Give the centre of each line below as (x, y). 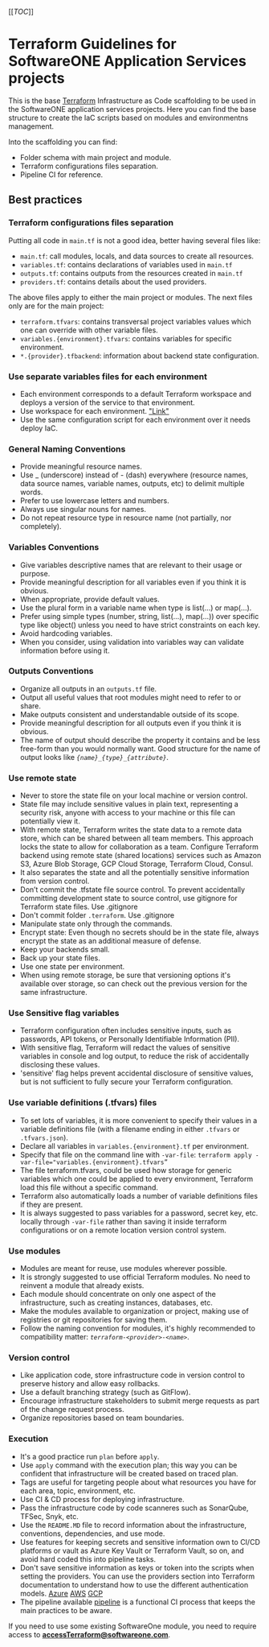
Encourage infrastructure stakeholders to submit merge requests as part (139, 1401)
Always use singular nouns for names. (83, 510)
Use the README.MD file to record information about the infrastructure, (133, 1525)
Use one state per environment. (72, 967)
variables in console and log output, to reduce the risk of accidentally (134, 1056)
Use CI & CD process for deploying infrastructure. (102, 1499)
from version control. (55, 881)
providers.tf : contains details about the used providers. (113, 282)
